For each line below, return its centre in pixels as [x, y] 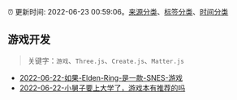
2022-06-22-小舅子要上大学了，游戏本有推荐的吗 [102, 88]
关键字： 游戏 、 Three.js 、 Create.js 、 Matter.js [106, 60]
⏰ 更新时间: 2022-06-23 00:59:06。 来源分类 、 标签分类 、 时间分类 [118, 12]
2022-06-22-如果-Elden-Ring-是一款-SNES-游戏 [101, 77]
